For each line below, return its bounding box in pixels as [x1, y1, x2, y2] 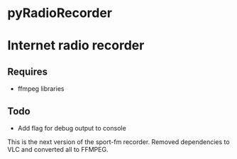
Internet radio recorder [7, 38, 145, 54]
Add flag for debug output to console [17, 124, 126, 132]
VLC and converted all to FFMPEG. [7, 146, 109, 153]
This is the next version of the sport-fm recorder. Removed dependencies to [7, 138, 230, 146]
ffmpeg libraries [17, 84, 65, 93]
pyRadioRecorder [7, 5, 112, 21]
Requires [7, 65, 48, 77]
